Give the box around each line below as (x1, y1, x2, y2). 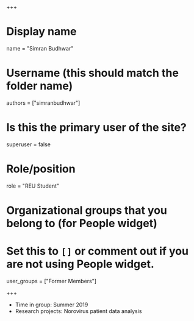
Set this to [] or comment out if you (6, 244, 189, 258)
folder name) (6, 79, 73, 93)
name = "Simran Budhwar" (6, 44, 74, 52)
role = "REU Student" (6, 182, 60, 189)
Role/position (6, 162, 76, 175)
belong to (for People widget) (6, 216, 157, 230)
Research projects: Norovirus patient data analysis (15, 307, 142, 314)
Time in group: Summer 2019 (15, 301, 88, 308)
